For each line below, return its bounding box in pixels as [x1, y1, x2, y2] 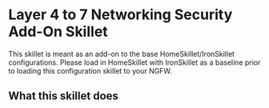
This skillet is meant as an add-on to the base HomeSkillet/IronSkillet [8, 49, 235, 58]
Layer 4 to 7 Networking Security [8, 6, 233, 24]
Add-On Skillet [8, 22, 108, 41]
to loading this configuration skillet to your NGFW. [8, 66, 172, 75]
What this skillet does [8, 90, 118, 103]
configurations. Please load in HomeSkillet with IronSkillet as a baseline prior [8, 58, 261, 67]
